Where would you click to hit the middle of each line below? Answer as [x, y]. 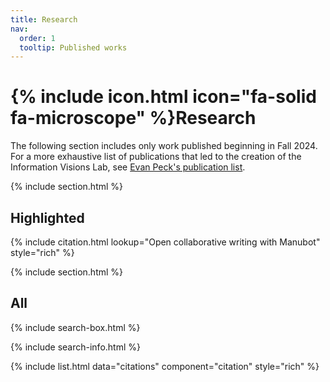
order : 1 [37, 38]
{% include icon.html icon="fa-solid [163, 97]
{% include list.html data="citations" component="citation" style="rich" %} [165, 366]
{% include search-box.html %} [75, 327]
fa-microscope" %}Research [133, 118]
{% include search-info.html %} [75, 347]
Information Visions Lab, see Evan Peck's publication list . [128, 167]
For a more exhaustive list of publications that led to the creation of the [156, 157]
